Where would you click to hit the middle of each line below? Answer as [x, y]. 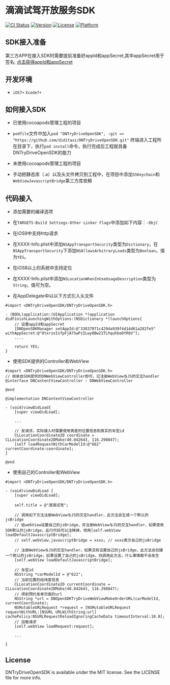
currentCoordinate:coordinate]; [39, 449]
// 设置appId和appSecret [40, 325]
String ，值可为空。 [33, 285]
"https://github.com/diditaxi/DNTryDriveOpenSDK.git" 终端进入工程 [85, 140]
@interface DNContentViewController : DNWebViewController [69, 381]
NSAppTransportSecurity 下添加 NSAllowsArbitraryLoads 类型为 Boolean [84, 251]
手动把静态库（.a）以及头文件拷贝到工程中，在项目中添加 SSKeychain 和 [86, 175]
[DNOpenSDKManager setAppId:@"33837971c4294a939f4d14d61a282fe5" [85, 329]
